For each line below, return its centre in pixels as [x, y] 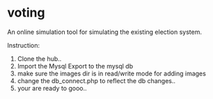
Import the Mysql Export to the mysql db [75, 66]
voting [26, 13]
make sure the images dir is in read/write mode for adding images [112, 73]
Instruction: [24, 45]
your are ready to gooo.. [52, 88]
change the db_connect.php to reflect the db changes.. [96, 80]
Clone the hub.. [39, 58]
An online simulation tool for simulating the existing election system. [104, 32]
